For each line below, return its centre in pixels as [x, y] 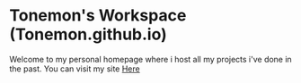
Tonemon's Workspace [98, 16]
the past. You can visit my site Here [75, 69]
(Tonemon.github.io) [89, 34]
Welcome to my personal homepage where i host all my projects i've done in [150, 59]
